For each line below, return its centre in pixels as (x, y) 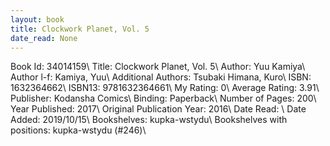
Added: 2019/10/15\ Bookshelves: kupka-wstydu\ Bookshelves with (149, 120)
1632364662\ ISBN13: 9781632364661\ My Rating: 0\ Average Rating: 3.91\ (165, 88)
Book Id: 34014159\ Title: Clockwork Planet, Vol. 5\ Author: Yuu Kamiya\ (158, 67)
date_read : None (44, 38)
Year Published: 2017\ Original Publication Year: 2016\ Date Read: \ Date (158, 109)
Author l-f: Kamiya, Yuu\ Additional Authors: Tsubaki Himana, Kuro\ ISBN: (161, 77)
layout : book (37, 19)
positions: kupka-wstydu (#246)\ (78, 130)
